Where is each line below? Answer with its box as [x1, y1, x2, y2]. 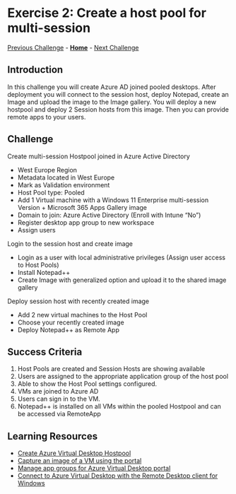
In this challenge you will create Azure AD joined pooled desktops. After [7, 83, 216, 91]
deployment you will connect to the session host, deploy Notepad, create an [7, 90, 230, 98]
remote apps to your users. [7, 112, 86, 121]
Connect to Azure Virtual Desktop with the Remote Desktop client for [17, 471, 218, 480]
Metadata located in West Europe [17, 173, 115, 182]
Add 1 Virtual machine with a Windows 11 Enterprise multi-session [17, 196, 209, 204]
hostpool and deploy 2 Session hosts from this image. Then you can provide [7, 105, 230, 114]
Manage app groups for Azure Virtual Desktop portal [17, 464, 171, 473]
